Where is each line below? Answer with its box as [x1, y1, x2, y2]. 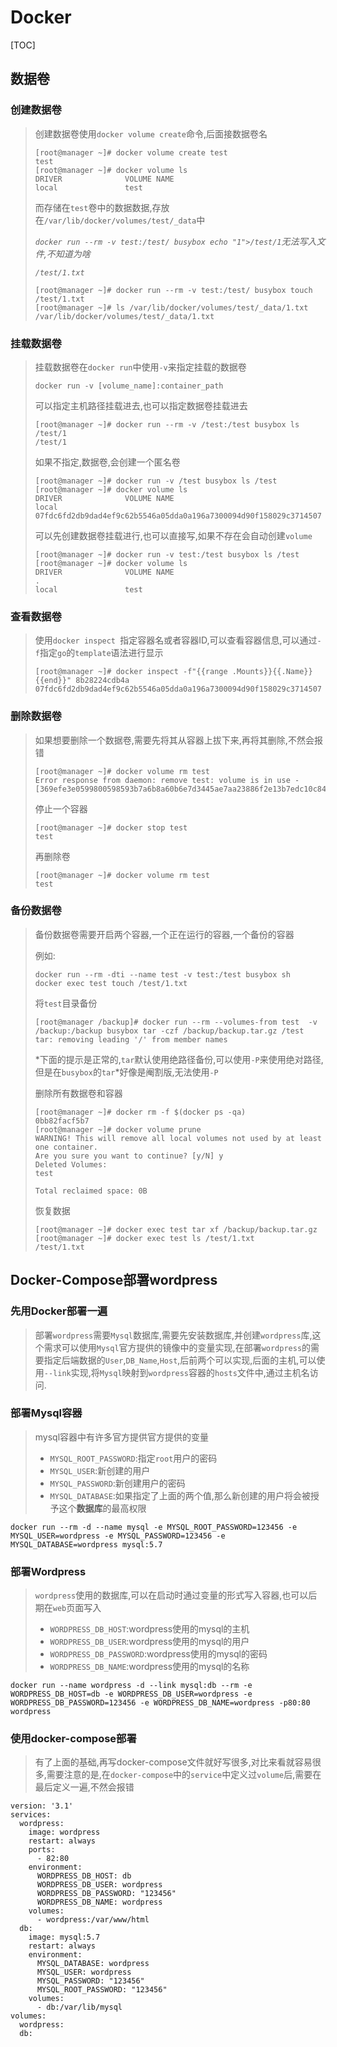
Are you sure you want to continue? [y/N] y [34, 1151, 224, 1161]
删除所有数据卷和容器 [34, 1087, 123, 1099]
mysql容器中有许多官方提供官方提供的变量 [34, 1431, 210, 1443]
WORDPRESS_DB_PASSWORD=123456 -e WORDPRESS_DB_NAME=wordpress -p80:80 [10, 1698, 311, 1708]
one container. [34, 1142, 99, 1152]
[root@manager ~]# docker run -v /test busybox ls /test [34, 476, 278, 486]
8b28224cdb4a [75, 676, 130, 686]
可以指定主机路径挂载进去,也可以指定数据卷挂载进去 [34, 399, 248, 411]
